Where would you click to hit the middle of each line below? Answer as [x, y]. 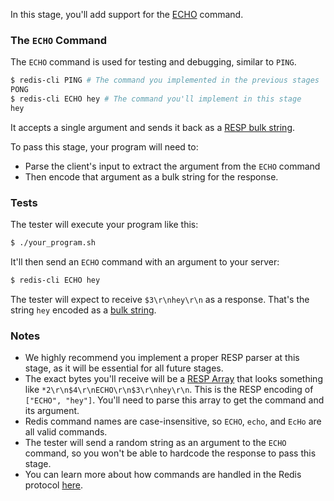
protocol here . [54, 485]
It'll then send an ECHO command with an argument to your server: [145, 261]
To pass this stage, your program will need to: [104, 146]
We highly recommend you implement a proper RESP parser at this [162, 358]
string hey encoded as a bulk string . [83, 310]
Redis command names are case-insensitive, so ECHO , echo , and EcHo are [173, 421]
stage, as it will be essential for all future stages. [124, 368]
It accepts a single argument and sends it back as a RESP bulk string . [153, 127]
